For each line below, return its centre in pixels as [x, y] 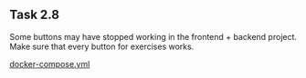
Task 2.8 [34, 15]
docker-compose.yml [50, 63]
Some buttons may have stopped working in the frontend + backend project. [153, 36]
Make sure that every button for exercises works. [102, 46]
